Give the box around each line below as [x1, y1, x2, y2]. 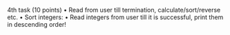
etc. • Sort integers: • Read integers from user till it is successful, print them [7, 13, 224, 21]
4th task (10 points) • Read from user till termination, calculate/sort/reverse [7, 6, 221, 14]
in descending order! [7, 21, 67, 28]
